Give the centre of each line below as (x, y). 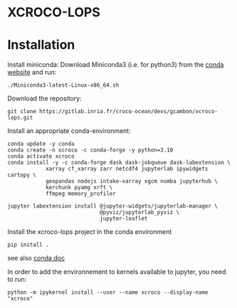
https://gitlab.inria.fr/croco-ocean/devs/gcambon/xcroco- (128, 112)
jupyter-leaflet (123, 219)
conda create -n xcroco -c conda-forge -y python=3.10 (90, 150)
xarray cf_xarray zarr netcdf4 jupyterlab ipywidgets (127, 169)
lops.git (20, 118)
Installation (41, 45)
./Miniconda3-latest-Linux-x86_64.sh (63, 85)
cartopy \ (22, 175)
